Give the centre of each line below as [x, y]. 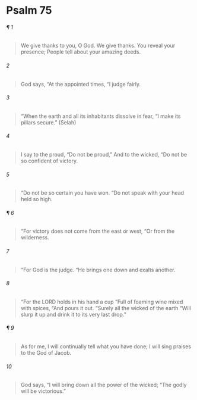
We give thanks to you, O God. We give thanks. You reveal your [98, 46]
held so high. [36, 199]
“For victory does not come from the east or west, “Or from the [98, 231]
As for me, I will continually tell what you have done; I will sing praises [106, 346]
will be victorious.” [43, 391]
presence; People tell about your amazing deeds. [81, 52]
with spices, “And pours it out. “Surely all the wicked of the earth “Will [106, 308]
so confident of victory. [49, 161]
